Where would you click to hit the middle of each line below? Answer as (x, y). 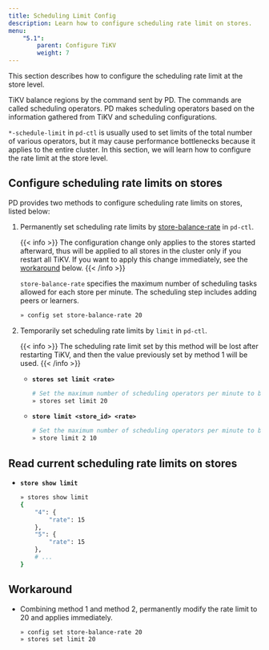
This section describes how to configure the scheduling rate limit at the (126, 76)
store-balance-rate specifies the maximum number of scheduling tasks (139, 283)
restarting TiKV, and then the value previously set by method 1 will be (134, 355)
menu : (17, 30)
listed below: (29, 211)
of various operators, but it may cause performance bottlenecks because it (132, 141)
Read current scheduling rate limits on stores (123, 463)
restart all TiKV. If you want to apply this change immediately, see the (134, 259)
